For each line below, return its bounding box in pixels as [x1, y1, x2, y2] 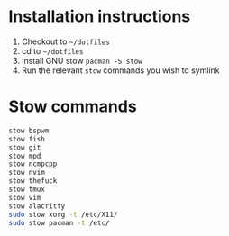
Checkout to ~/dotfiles [21, 36, 110, 47]
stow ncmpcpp [8, 159, 58, 168]
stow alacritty [8, 201, 66, 211]
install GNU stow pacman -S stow [21, 55, 143, 66]
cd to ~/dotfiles [21, 45, 84, 56]
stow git [8, 142, 41, 152]
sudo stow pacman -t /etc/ [8, 218, 110, 227]
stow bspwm [8, 126, 50, 135]
